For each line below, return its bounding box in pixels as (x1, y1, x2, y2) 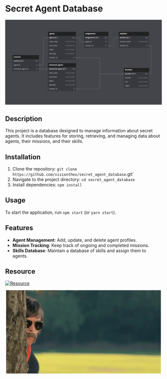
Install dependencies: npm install (12, 182, 82, 188)
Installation (5, 153, 41, 161)
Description (5, 114, 42, 123)
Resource (5, 267, 36, 276)
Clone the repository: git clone (12, 166, 77, 172)
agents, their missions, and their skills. (5, 138, 83, 144)
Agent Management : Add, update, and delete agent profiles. (12, 237, 137, 243)
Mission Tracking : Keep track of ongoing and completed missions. (12, 242, 150, 248)
